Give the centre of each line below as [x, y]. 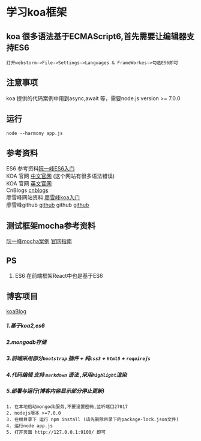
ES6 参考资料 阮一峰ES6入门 [40, 169]
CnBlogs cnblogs [27, 190]
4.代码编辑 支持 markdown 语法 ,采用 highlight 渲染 [67, 374]
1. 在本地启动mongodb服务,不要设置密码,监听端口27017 [67, 407]
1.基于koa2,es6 [25, 326]
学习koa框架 [37, 12]
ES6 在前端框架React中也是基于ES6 [59, 276]
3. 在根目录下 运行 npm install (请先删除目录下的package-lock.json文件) [92, 420]
